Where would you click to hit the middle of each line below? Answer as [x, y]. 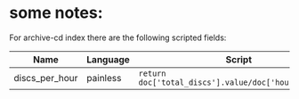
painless [104, 78]
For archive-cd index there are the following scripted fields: [118, 37]
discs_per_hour [46, 78]
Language [109, 59]
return [152, 73]
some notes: [57, 13]
